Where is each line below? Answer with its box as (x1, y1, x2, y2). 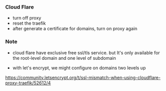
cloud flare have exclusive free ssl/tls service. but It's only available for (12, 49, 160, 56)
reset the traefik (12, 20, 46, 26)
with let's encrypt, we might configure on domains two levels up (12, 64, 146, 71)
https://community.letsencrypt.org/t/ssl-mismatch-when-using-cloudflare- (5, 74, 161, 80)
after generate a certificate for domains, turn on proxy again (12, 26, 138, 32)
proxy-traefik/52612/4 (5, 79, 51, 86)
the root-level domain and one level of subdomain (12, 55, 116, 61)
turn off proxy (12, 15, 41, 21)
